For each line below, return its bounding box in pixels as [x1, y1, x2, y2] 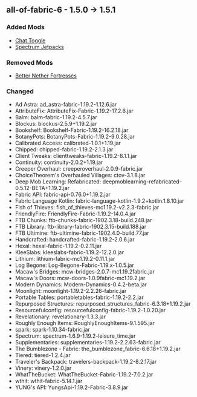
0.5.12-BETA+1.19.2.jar [15, 185, 70, 192]
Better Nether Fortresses [15, 72, 77, 79]
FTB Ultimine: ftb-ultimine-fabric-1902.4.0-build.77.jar [15, 229, 149, 237]
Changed [6, 87, 34, 96]
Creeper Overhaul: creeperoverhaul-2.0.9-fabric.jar [15, 165, 143, 172]
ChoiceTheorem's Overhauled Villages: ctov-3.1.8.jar [15, 172, 146, 179]
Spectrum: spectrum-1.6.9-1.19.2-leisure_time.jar [15, 332, 136, 340]
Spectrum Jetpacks [15, 43, 65, 50]
